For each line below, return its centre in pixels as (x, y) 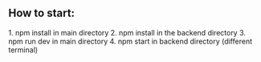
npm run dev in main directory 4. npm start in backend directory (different (130, 41)
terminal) (23, 50)
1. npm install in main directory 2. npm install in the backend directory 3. (127, 32)
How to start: (41, 13)
